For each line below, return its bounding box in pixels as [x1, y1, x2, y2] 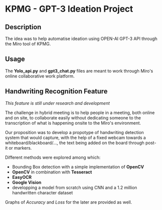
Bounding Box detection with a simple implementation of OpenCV [12, 164, 144, 170]
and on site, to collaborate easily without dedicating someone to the [5, 115, 141, 120]
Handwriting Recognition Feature [5, 87, 108, 95]
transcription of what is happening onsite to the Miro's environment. [5, 120, 141, 126]
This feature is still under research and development [5, 100, 110, 106]
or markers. [8, 145, 32, 151]
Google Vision [12, 179, 41, 185]
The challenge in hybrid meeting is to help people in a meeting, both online [5, 110, 155, 115]
